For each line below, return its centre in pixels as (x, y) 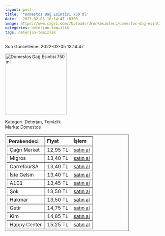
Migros (18, 158)
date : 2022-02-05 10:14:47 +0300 (41, 19)
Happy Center (26, 224)
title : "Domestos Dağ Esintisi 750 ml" (47, 14)
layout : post (18, 10)
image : (12, 23)
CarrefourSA (24, 166)
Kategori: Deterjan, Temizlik (33, 122)
